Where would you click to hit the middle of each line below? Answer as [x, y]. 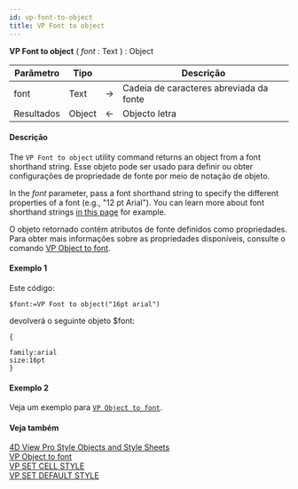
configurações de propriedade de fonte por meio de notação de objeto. [140, 176]
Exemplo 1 [28, 268]
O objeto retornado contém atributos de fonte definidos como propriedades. [149, 229]
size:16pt [27, 360]
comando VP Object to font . [60, 248]
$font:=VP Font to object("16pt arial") [85, 304]
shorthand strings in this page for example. [88, 212]
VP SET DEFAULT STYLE [54, 476]
